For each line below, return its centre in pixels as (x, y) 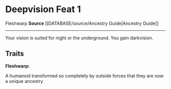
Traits (15, 54)
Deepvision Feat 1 (43, 9)
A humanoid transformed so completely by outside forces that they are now (84, 76)
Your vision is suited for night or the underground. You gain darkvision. (79, 38)
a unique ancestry (24, 81)
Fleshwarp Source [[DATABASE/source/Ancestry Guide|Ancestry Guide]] (82, 23)
